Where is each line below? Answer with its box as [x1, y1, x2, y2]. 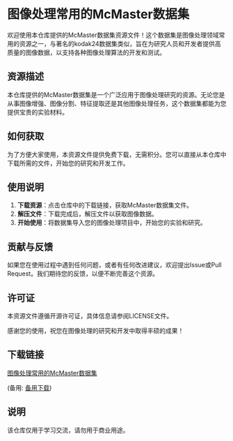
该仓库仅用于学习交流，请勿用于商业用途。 [7, 426, 129, 434]
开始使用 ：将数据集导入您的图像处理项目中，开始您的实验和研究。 [17, 218, 207, 227]
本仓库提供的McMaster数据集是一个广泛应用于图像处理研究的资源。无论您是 [7, 90, 225, 98]
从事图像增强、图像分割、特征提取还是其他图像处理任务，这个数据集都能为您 [7, 99, 227, 107]
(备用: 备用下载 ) [7, 383, 52, 391]
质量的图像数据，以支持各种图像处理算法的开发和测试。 [7, 48, 166, 57]
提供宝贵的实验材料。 [7, 107, 68, 116]
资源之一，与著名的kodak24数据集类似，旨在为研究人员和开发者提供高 [19, 39, 221, 47]
